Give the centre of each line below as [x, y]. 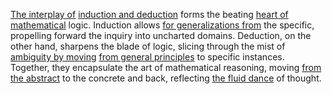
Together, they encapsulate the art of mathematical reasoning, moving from [166, 67]
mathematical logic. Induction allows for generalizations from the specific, [162, 25]
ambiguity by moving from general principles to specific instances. [147, 57]
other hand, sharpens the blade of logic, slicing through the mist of [148, 46]
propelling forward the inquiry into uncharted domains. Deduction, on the [161, 35]
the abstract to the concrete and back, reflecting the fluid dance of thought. [166, 78]
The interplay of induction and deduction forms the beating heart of [149, 14]
